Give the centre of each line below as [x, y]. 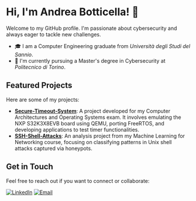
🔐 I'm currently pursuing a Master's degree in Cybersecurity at [90, 60]
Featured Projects [39, 85]
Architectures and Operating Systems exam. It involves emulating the [98, 117]
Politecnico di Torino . [40, 67]
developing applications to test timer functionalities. [77, 130]
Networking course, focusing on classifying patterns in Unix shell [93, 142]
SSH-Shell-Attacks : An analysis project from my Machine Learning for [100, 136]
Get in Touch [30, 167]
